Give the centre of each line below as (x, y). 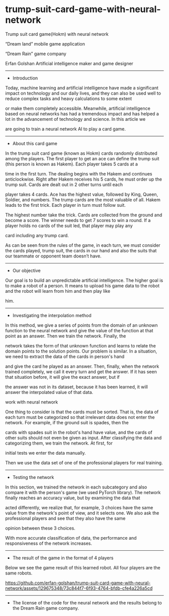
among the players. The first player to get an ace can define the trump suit (82, 158)
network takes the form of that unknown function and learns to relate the (80, 345)
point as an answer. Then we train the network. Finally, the (66, 336)
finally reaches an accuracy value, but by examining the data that (73, 498)
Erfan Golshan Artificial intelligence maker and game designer (69, 63)
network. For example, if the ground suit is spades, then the (67, 422)
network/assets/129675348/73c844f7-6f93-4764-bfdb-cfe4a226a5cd (79, 588)
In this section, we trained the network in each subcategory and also (76, 487)
